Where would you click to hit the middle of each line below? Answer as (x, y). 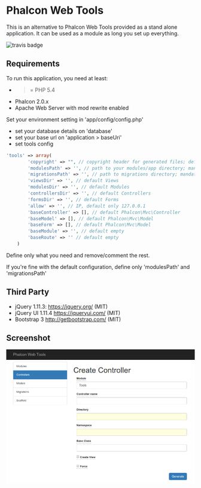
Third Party (28, 292)
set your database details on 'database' (63, 131)
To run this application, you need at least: (57, 78)
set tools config (34, 144)
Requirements (33, 64)
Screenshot (28, 338)
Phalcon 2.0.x (32, 101)
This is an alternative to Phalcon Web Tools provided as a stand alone (92, 27)
